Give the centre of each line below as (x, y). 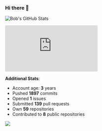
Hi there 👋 (17, 8)
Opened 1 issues (29, 98)
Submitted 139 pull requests (41, 104)
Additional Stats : (23, 79)
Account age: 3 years (34, 88)
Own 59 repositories (33, 109)
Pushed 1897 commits (35, 94)
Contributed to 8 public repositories (49, 114)
